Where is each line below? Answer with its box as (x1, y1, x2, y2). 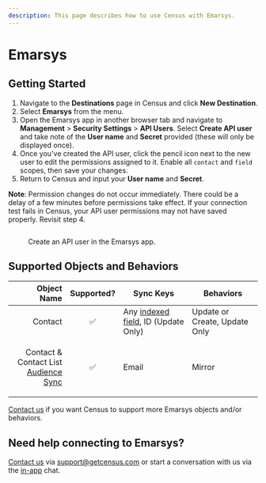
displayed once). (19, 140, 74, 150)
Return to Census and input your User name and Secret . (19, 173, 204, 183)
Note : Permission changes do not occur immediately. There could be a (8, 189, 239, 199)
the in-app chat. (8, 466, 61, 475)
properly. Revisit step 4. (8, 215, 85, 224)
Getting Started (8, 77, 86, 91)
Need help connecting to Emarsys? (8, 436, 184, 450)
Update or (192, 306, 230, 318)
